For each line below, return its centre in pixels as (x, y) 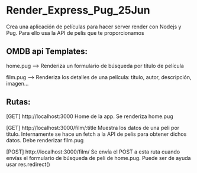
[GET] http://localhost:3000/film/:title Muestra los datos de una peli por (93, 128)
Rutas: (18, 102)
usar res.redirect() (28, 164)
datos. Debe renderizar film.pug (45, 140)
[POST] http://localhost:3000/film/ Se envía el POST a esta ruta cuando (93, 152)
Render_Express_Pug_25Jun (78, 10)
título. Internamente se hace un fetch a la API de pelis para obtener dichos (96, 134)
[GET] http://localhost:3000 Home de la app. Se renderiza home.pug (90, 116)
